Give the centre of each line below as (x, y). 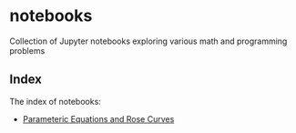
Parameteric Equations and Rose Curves (98, 118)
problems (27, 50)
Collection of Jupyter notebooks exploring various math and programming (148, 41)
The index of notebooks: (56, 101)
